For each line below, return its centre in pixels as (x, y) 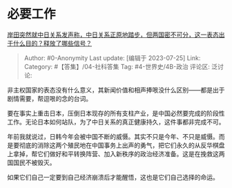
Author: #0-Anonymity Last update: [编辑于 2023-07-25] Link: (112, 58)
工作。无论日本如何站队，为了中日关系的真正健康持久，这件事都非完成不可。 (116, 122)
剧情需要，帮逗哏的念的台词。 (49, 98)
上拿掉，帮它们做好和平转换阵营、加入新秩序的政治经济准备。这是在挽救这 (113, 153)
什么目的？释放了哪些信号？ (52, 43)
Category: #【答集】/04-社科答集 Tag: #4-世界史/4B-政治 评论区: (117, 66)
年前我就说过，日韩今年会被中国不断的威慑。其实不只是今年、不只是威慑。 (113, 136)
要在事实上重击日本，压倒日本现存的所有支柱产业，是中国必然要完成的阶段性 (116, 113)
